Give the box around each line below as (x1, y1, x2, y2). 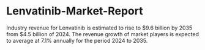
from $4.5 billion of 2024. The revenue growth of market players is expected (6, 30, 199, 37)
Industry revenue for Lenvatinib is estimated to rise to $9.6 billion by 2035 (6, 24, 193, 31)
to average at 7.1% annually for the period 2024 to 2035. (6, 37, 148, 44)
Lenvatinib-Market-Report (6, 4, 143, 18)
